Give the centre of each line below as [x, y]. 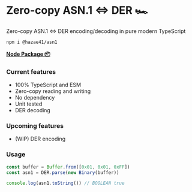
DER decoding [33, 110]
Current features [31, 71]
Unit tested [28, 104]
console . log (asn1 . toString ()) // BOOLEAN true [65, 183]
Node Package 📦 [28, 54]
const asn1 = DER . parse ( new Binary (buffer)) [63, 172]
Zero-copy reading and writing [53, 91]
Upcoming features [35, 126]
